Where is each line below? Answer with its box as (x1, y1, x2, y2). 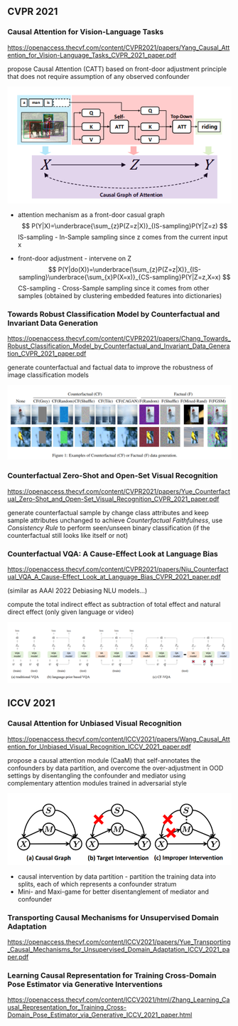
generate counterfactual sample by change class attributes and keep (7, 508, 210, 517)
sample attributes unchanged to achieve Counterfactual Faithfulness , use (7, 516, 223, 524)
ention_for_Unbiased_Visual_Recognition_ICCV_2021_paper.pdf (7, 742, 192, 751)
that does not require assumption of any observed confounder (7, 72, 190, 80)
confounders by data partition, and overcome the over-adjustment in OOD (7, 763, 224, 772)
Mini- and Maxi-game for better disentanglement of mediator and (17, 887, 210, 896)
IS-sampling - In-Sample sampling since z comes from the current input (17, 233, 228, 241)
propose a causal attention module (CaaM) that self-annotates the (7, 756, 201, 764)
